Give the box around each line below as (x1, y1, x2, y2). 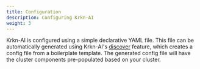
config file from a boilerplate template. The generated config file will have (6, 50, 191, 57)
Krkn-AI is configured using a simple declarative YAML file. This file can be (6, 37, 195, 44)
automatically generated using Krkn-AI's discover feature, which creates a (6, 43, 193, 50)
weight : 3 (6, 20, 32, 26)
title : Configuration (6, 8, 62, 15)
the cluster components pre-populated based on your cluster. (6, 56, 162, 64)
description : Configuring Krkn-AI (6, 15, 95, 21)
